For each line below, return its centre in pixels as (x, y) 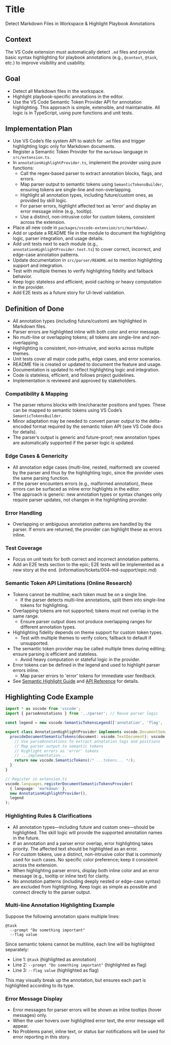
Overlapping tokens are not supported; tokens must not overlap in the (85, 610)
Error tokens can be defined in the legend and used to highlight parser (86, 665)
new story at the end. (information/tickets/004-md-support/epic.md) (84, 570)
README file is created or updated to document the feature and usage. (87, 364)
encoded (22, 426)
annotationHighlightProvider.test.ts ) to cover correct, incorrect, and (87, 249)
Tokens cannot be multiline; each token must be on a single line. (80, 594)
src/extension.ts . (32, 157)
